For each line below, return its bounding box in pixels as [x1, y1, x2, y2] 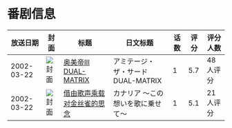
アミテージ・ [113, 56, 155, 66]
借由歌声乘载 [63, 88, 106, 98]
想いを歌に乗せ [113, 98, 162, 108]
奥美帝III [63, 57, 90, 67]
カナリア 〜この [113, 88, 164, 98]
